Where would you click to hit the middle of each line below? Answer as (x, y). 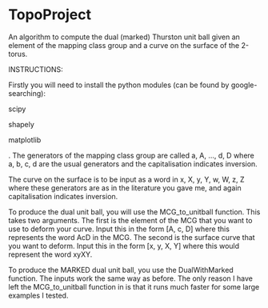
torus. (18, 54)
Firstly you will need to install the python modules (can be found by (119, 85)
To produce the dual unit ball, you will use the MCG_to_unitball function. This (134, 212)
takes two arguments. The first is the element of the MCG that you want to (130, 220)
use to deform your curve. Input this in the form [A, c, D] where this (119, 229)
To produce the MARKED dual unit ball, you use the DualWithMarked (121, 270)
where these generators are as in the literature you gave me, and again (125, 188)
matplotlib (25, 140)
